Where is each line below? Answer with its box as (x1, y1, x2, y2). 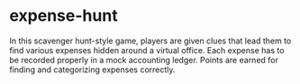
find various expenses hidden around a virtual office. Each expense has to (9, 44, 285, 55)
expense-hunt (9, 5, 119, 26)
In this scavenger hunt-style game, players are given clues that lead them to (9, 35, 292, 46)
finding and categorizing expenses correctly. (9, 64, 176, 75)
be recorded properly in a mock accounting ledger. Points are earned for (9, 54, 279, 65)
